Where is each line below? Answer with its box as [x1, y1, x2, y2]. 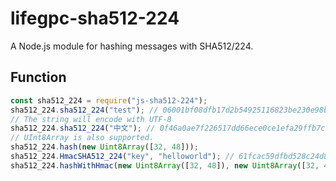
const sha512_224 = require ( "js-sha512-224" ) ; [10, 95, 208, 106]
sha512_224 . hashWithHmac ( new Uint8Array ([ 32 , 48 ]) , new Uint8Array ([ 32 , [10, 160, 320, 171]
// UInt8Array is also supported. [10, 133, 155, 143]
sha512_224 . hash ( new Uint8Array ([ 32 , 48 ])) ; [10, 142, 199, 152]
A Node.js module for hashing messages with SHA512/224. [10, 40, 254, 52]
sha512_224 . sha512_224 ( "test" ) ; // [10, 105, 159, 115]
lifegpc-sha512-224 [10, 7, 180, 30]
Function [10, 69, 67, 86]
